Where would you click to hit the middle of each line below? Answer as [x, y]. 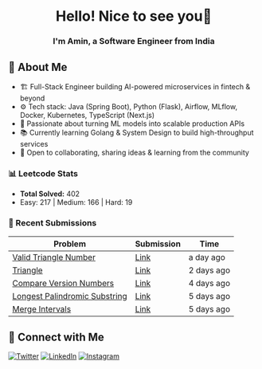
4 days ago [209, 283]
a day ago [207, 257]
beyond [32, 98]
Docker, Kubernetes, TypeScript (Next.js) [87, 115]
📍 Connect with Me [57, 337]
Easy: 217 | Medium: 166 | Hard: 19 [76, 202]
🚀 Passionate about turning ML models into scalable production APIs [132, 124]
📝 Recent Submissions [53, 223]
